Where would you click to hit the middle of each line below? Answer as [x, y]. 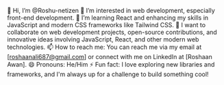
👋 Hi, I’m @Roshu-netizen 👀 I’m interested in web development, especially [111, 11]
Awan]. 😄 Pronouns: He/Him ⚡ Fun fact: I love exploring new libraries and [111, 64]
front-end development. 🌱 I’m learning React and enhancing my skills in [108, 18]
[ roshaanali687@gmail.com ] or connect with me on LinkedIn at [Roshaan [110, 57]
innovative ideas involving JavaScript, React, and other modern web [103, 39]
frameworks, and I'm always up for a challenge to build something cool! [108, 74]
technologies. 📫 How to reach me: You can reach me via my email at [104, 47]
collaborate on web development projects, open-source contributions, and [112, 32]
